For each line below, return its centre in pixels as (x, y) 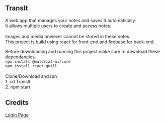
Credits (17, 103)
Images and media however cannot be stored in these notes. (68, 36)
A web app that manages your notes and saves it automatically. (71, 20)
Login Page (17, 114)
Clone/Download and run (31, 76)
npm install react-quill (31, 66)
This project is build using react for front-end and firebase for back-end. (80, 42)
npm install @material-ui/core (38, 61)
